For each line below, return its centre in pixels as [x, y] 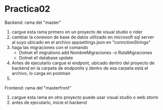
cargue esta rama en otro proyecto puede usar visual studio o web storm [85, 97]
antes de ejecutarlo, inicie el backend [49, 102]
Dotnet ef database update [46, 57]
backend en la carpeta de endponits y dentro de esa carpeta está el [80, 68]
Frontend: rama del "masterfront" [38, 88]
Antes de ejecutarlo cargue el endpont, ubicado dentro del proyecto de [83, 63]
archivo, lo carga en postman [41, 73]
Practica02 [28, 9]
